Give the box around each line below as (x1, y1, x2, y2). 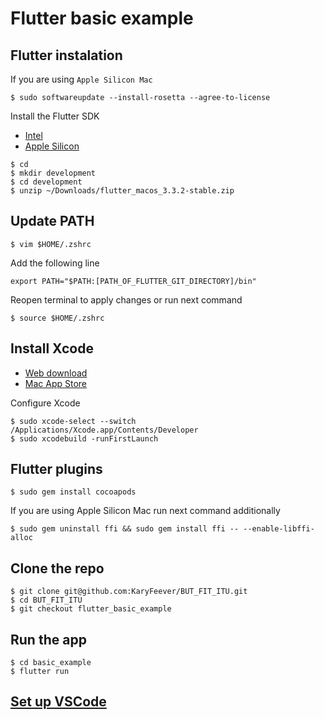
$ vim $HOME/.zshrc (10, 239, 92, 249)
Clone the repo (10, 560, 105, 577)
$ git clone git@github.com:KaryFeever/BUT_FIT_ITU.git (10, 587, 248, 597)
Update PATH (10, 213, 95, 230)
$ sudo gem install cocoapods (10, 487, 137, 497)
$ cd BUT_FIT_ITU (10, 595, 83, 606)
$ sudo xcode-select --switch (10, 416, 137, 426)
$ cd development (10, 177, 83, 187)
